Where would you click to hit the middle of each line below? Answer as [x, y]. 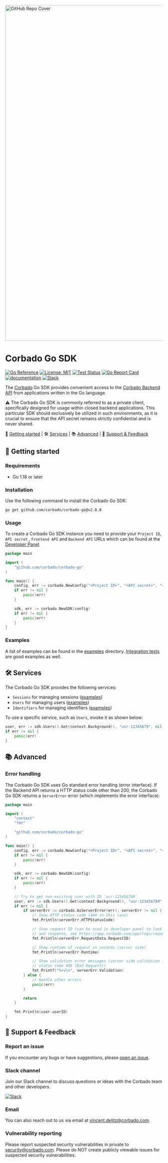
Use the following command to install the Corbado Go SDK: [66, 500]
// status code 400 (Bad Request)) [69, 966]
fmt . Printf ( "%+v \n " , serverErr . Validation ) [78, 971]
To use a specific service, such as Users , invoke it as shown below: [74, 718]
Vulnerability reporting [33, 1133]
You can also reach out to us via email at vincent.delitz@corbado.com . [78, 1120]
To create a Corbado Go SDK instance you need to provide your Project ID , [83, 534]
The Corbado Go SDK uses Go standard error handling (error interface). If [81, 785]
